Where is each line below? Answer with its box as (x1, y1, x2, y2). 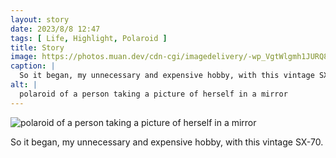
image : (10, 52, 38, 62)
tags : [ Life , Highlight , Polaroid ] (10, 33, 168, 43)
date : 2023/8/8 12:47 (10, 24, 101, 34)
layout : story (10, 14, 70, 25)
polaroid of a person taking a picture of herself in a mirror (19, 89, 288, 99)
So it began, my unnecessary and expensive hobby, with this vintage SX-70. (10, 136, 324, 148)
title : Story (10, 42, 65, 53)
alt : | (10, 80, 38, 90)
